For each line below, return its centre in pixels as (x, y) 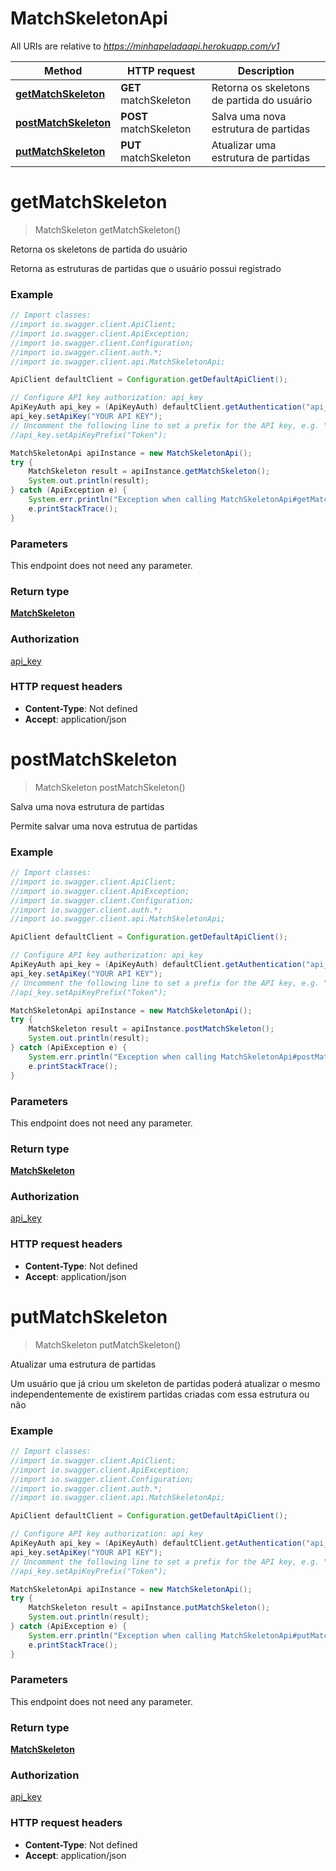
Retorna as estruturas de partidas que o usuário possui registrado (146, 268)
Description (266, 70)
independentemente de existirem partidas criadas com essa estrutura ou (160, 1394)
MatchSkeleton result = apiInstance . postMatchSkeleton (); (151, 1029)
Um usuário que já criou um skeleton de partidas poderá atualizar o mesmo (165, 1383)
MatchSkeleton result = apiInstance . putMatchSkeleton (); (149, 1608)
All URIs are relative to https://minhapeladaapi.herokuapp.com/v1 (145, 46)
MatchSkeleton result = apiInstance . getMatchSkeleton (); (149, 472)
